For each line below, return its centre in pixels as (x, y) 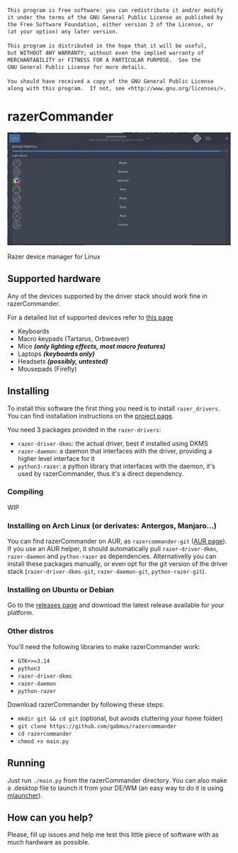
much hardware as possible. (49, 842)
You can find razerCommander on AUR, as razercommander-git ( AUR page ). (117, 541)
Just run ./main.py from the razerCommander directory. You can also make (117, 780)
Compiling (25, 491)
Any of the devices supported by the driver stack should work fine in (107, 296)
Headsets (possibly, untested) (63, 361)
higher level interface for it (56, 458)
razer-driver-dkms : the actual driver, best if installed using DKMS (113, 443)
